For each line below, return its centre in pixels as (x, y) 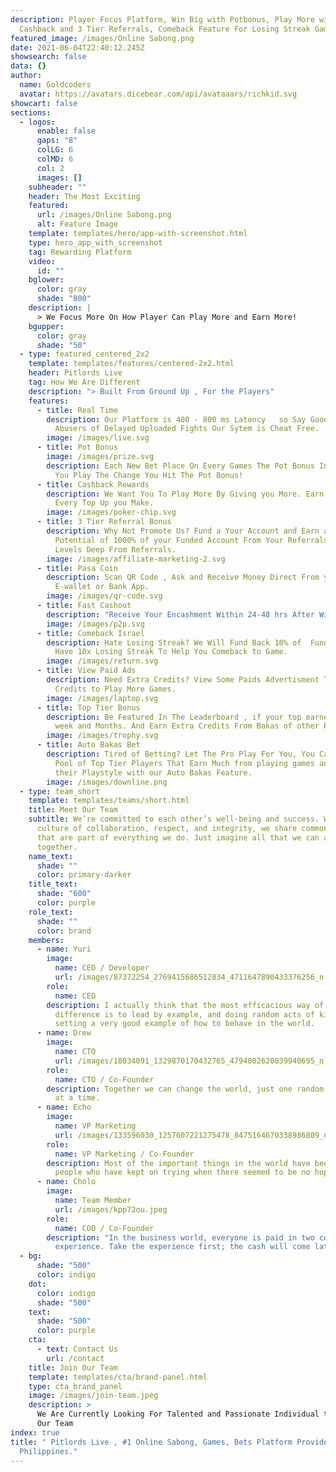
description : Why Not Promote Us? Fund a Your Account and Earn (183, 531)
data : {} (28, 66)
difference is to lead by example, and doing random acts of (184, 1014)
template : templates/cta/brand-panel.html (118, 1377)
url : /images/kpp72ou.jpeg (111, 1209)
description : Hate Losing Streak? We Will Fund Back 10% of (174, 642)
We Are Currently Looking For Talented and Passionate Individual (178, 1414)
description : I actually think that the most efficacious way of (185, 1005)
